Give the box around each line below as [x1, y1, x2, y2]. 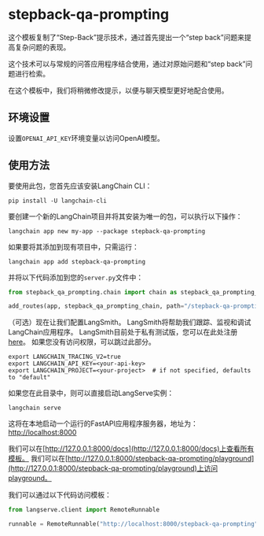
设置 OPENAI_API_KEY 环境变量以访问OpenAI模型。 [8, 133, 165, 142]
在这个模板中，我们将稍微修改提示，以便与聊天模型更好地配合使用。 [8, 85, 229, 95]
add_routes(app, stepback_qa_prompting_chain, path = [8, 302, 185, 310]
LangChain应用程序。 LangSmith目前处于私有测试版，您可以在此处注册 [8, 327, 238, 337]
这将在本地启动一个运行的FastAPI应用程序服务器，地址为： [8, 419, 199, 428]
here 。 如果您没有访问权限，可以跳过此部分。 [8, 337, 156, 347]
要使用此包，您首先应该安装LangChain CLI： [8, 181, 152, 190]
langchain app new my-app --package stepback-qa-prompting [8, 227, 206, 235]
